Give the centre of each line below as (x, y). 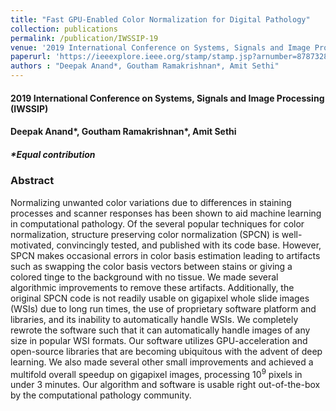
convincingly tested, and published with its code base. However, (189, 245)
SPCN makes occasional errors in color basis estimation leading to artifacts (165, 255)
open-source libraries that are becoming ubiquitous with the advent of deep (166, 351)
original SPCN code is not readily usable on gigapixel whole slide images (160, 298)
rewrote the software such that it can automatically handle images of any (160, 330)
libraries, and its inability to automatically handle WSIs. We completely (154, 319)
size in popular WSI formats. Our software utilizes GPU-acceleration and (159, 340)
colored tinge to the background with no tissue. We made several (144, 277)
